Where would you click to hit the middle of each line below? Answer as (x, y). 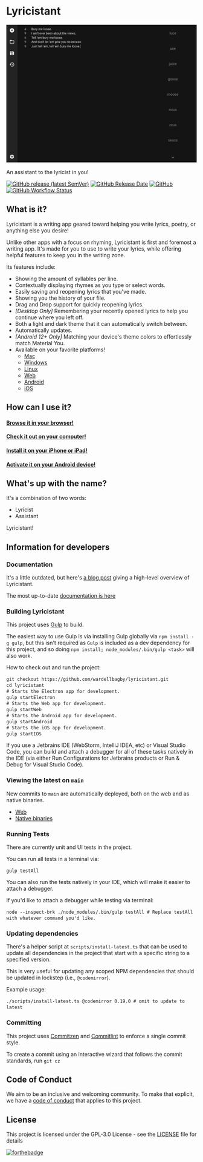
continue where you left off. (49, 317)
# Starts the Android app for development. (62, 716)
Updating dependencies (42, 933)
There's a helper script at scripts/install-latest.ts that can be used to (97, 947)
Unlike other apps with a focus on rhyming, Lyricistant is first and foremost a (101, 242)
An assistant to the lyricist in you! (47, 172)
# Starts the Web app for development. (56, 704)
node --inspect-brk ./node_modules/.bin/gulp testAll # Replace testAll (100, 912)
